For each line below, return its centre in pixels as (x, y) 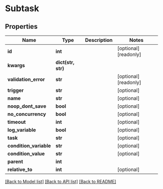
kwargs (16, 65)
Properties (21, 27)
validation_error (26, 79)
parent (15, 161)
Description (99, 40)
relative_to (20, 170)
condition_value (26, 154)
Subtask (22, 9)
